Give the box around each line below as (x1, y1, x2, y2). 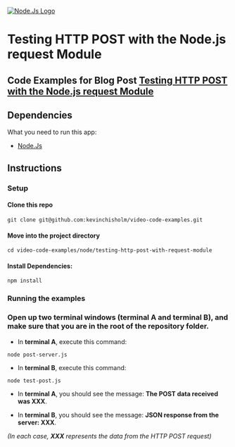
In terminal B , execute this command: (17, 363, 127, 372)
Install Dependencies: (7, 262, 72, 270)
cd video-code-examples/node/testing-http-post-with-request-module (7, 247, 212, 254)
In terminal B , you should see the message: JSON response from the (17, 410, 220, 419)
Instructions (7, 162, 62, 174)
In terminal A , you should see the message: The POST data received (17, 389, 218, 398)
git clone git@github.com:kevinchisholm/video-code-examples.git (7, 216, 203, 223)
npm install (7, 277, 42, 285)
